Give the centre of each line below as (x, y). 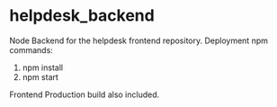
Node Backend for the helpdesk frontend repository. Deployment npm (138, 40)
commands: (31, 49)
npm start (40, 76)
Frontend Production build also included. (85, 94)
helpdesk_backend (82, 16)
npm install (43, 67)
